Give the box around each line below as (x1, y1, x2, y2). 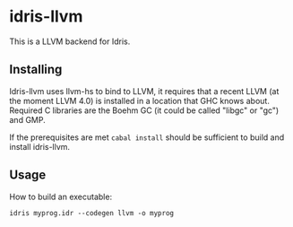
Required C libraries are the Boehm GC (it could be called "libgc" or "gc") (9, 105, 280, 116)
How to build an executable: (9, 191, 113, 202)
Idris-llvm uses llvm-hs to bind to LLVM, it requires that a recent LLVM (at (9, 85, 280, 96)
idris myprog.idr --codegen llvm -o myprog (9, 208, 175, 217)
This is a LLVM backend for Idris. (9, 36, 131, 47)
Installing (9, 62, 63, 77)
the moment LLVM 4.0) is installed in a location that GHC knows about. (9, 95, 271, 106)
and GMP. (9, 114, 47, 125)
